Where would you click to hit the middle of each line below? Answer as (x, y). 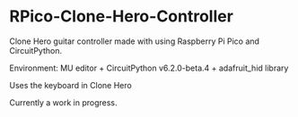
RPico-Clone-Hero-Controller (121, 17)
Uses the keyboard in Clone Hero (70, 85)
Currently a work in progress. (64, 102)
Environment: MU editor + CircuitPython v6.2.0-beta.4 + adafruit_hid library (149, 68)
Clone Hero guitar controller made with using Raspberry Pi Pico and (135, 41)
